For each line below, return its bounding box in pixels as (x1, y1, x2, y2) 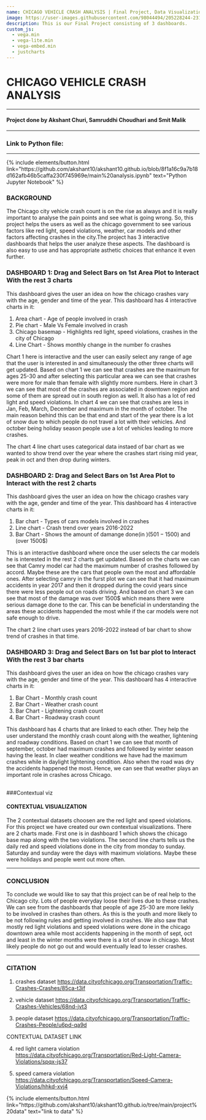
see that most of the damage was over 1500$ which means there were (6, 595, 185, 602)
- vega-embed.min (12, 44, 56, 50)
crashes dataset (15, 978, 56, 985)
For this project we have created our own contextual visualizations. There (6, 823, 192, 830)
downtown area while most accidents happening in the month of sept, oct (6, 929, 193, 937)
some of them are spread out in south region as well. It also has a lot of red (6, 392, 196, 399)
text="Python (153, 172, 187, 180)
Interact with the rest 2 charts (6, 479, 97, 487)
